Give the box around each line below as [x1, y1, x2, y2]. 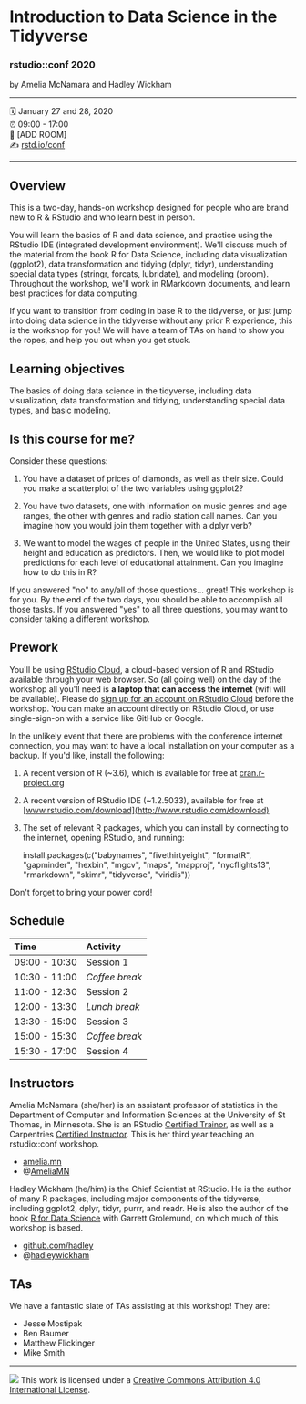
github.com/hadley [22, 1240, 94, 1252]
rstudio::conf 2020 [9, 58, 96, 71]
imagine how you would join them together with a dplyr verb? [22, 519, 252, 530]
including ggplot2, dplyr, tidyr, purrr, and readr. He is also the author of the [9, 1203, 289, 1214]
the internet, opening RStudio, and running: [22, 832, 185, 843]
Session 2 [86, 985, 129, 998]
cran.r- [239, 767, 266, 778]
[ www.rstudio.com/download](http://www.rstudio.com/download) [22, 804, 270, 815]
